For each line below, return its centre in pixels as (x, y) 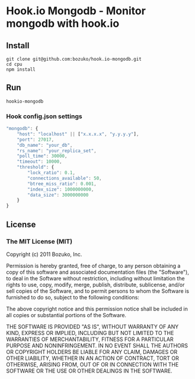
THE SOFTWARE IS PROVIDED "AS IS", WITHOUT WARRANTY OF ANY (92, 326)
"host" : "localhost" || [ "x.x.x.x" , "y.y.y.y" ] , (78, 134)
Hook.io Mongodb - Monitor (76, 11)
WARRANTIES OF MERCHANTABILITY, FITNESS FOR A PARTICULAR (90, 339)
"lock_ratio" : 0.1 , (52, 173)
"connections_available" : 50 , (65, 178)
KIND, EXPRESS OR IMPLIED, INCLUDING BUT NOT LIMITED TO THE (90, 333)
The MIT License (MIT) (39, 241)
